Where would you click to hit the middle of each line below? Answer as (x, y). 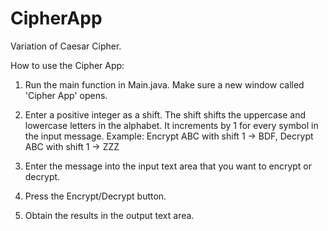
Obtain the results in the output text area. (109, 215)
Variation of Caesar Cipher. (66, 46)
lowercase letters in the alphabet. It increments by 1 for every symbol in (171, 125)
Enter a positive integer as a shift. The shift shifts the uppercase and (165, 114)
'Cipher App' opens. (66, 95)
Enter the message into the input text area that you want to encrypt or (168, 166)
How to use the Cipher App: (67, 65)
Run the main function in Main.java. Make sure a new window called (164, 84)
